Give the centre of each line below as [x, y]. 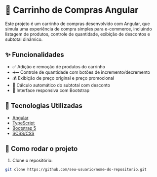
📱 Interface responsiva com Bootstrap [51, 90]
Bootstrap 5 [24, 128]
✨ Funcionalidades [35, 55]
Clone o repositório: [32, 161]
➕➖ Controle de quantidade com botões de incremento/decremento [81, 72]
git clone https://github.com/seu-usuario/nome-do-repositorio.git [76, 170]
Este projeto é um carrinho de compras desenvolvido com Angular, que [78, 24]
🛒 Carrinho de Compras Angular [72, 10]
